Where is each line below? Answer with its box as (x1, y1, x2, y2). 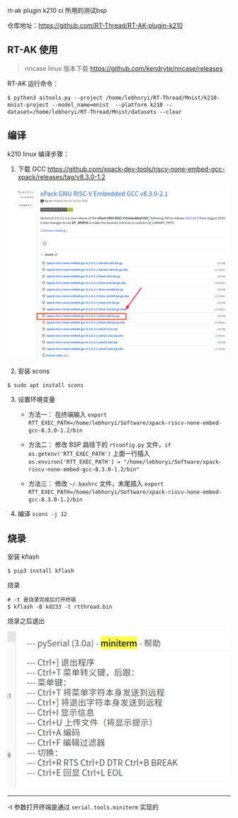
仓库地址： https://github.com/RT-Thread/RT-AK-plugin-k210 (7, 21, 183, 30)
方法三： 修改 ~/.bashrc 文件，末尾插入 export (28, 479, 164, 488)
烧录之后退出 (7, 617, 45, 625)
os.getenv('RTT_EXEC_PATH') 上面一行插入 (28, 449, 150, 458)
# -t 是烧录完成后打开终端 (7, 596, 76, 604)
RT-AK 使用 (7, 44, 58, 56)
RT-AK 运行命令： (7, 79, 59, 87)
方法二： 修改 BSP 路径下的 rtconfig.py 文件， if (28, 440, 171, 449)
